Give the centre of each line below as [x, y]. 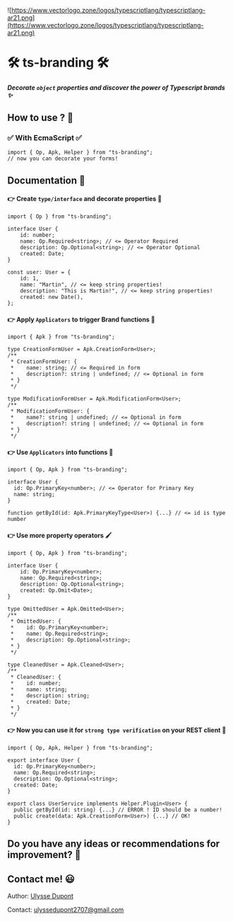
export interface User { [44, 760]
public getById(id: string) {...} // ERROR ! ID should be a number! [118, 810]
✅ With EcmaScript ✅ [45, 138]
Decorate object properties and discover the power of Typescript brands [116, 87]
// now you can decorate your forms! [63, 159]
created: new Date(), [52, 297]
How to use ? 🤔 [41, 118]
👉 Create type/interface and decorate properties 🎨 [85, 199]
